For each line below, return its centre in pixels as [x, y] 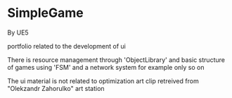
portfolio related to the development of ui [67, 46]
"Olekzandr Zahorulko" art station [56, 88]
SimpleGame [45, 13]
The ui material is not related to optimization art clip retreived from [103, 81]
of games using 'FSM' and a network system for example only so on [106, 67]
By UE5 [18, 32]
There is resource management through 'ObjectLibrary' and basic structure [116, 60]
